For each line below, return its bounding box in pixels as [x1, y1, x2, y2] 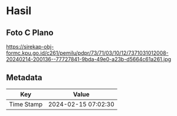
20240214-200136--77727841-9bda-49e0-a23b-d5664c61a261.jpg [6, 56, 172, 62]
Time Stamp [9, 100, 43, 108]
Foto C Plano [6, 28, 54, 38]
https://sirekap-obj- [6, 43, 54, 50]
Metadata [6, 72, 42, 83]
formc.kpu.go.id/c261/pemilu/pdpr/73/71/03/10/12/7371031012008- [6, 49, 169, 57]
